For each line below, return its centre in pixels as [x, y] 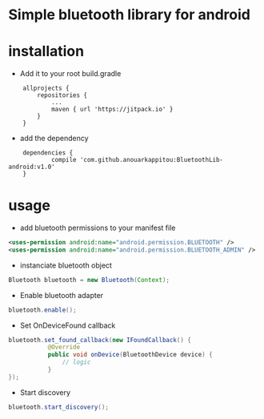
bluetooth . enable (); [43, 310]
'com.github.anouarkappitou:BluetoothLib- [152, 160]
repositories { [62, 95]
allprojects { [46, 89]
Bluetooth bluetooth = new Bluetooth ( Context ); [89, 280]
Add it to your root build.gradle [70, 74]
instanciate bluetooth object [66, 265]
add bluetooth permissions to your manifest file [98, 228]
